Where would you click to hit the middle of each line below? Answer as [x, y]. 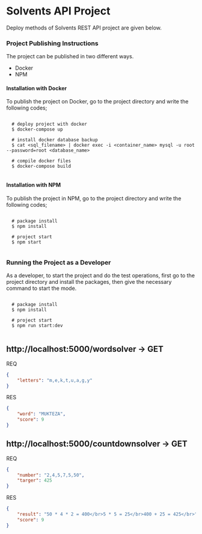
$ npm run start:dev [37, 325]
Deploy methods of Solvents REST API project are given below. [84, 28]
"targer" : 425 [35, 480]
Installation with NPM [34, 185]
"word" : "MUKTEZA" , [41, 414]
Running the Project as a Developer [59, 262]
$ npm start [27, 242]
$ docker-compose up [37, 130]
